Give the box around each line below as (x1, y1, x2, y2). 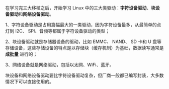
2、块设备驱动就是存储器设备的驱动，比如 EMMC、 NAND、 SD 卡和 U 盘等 (5, 38, 162, 44)
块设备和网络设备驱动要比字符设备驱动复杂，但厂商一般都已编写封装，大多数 (5, 72, 164, 78)
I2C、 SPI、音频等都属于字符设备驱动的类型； (15, 28, 110, 34)
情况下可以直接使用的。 (5, 78, 54, 84)
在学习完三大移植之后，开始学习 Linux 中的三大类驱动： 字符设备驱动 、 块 (5, 5, 156, 10)
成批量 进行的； (5, 51, 38, 57)
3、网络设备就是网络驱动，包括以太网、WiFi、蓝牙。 (5, 62, 114, 67)
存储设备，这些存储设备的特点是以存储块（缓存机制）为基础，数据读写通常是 (5, 45, 164, 50)
